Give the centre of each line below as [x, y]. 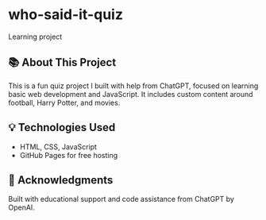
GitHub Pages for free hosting [69, 155]
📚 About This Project [62, 62]
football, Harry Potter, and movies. [64, 102]
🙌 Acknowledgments [61, 180]
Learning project [35, 37]
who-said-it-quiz [66, 15]
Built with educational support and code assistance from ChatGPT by [121, 199]
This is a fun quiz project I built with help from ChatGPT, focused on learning [133, 86]
